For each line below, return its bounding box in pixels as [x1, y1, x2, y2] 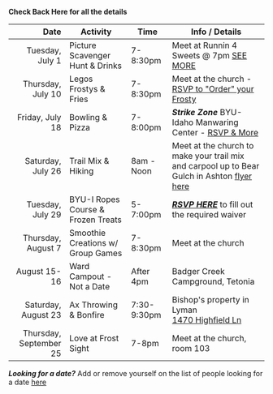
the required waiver [171, 209, 246, 220]
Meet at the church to [171, 140, 254, 151]
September [19, 338, 62, 349]
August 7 [26, 242, 62, 254]
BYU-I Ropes [68, 194, 120, 205]
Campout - [68, 271, 112, 282]
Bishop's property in [171, 294, 249, 305]
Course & [68, 204, 105, 215]
